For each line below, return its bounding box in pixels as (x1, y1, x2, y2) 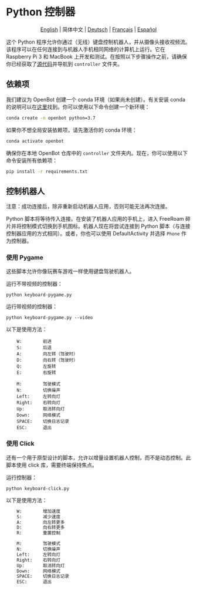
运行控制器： (6, 474, 37, 481)
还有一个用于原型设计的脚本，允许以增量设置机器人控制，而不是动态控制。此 (6, 454, 191, 461)
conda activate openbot (6, 138, 64, 144)
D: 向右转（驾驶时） (16, 358, 78, 363)
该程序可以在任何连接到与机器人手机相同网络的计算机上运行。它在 (6, 45, 165, 53)
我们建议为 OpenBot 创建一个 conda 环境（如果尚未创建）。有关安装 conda (6, 96, 186, 103)
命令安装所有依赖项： (6, 157, 57, 164)
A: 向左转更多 (16, 519, 65, 525)
